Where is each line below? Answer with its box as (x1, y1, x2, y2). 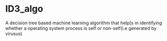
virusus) (5, 30, 22, 36)
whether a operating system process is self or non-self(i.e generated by (5, 25, 157, 31)
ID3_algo (5, 3, 43, 15)
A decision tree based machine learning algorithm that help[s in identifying (5, 20, 162, 26)
